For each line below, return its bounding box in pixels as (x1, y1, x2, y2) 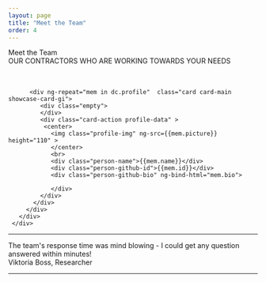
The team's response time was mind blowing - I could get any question (8, 241, 240, 250)
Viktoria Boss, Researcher (8, 258, 93, 267)
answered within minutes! (8, 250, 93, 259)
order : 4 (8, 26, 37, 34)
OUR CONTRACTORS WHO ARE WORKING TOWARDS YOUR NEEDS (8, 56, 231, 66)
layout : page (8, 11, 51, 20)
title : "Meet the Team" (8, 19, 87, 27)
